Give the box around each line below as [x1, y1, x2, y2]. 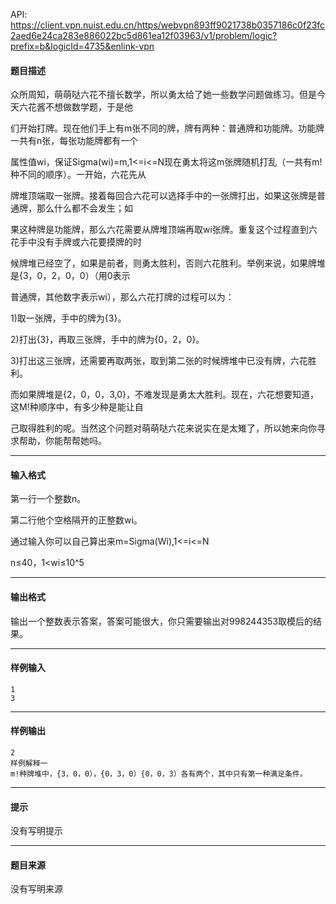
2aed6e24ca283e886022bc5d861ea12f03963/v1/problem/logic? [10, 30, 278, 41]
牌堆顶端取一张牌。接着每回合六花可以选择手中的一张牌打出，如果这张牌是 [10, 190, 317, 202]
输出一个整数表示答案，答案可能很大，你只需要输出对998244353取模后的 [10, 615, 314, 627]
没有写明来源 [10, 883, 63, 895]
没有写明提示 [10, 825, 63, 837]
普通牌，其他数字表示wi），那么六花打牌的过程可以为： [10, 291, 235, 303]
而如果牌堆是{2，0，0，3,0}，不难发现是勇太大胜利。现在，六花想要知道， [10, 389, 319, 401]
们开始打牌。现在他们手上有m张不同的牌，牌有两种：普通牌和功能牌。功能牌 [10, 122, 325, 134]
